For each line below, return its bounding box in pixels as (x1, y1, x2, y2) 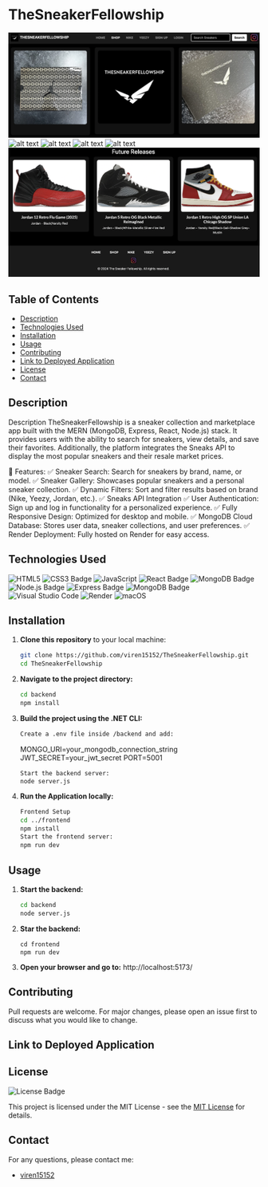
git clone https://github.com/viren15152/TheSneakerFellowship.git (19, 652, 249, 660)
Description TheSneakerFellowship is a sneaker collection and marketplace (8, 417, 255, 427)
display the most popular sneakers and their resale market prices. (8, 451, 224, 460)
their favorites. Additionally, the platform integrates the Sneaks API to (8, 443, 235, 452)
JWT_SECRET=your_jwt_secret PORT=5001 (19, 752, 164, 763)
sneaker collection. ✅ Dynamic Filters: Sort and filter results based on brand (8, 484, 258, 494)
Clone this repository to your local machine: (19, 635, 166, 645)
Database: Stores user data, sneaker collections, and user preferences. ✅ (8, 520, 250, 530)
